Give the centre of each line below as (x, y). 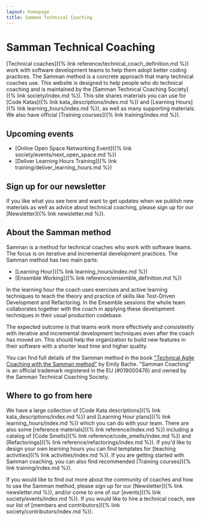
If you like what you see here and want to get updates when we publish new (100, 201)
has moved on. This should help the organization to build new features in (96, 339)
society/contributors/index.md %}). (50, 511)
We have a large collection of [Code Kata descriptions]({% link (83, 410)
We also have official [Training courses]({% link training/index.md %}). (93, 115)
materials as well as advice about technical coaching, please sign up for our (100, 208)
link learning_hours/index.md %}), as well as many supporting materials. (106, 108)
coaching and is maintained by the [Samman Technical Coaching (86, 89)
